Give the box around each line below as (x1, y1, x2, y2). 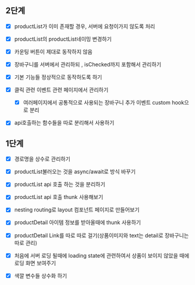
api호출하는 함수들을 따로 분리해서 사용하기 (14, 119, 114, 127)
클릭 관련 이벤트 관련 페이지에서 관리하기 (14, 86, 109, 94)
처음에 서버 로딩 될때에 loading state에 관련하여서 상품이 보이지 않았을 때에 (14, 252, 190, 259)
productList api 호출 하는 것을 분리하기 (14, 181, 106, 188)
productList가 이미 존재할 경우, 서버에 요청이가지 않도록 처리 (14, 23, 156, 30)
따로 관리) (14, 239, 38, 246)
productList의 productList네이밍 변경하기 (14, 35, 112, 42)
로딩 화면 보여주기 (14, 259, 56, 266)
